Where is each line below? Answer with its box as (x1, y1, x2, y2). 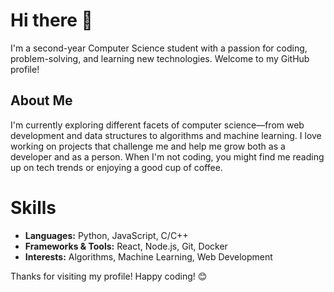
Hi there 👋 (10, 9, 93, 32)
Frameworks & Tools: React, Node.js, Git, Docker (24, 240, 228, 252)
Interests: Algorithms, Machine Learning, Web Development (24, 250, 273, 263)
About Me (10, 92, 73, 109)
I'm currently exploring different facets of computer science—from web (10, 119, 305, 131)
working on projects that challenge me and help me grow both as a (10, 140, 286, 152)
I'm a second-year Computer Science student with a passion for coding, (10, 42, 308, 54)
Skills (10, 196, 57, 219)
